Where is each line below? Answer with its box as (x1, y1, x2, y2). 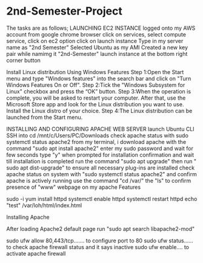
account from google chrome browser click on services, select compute (6, 30, 187, 38)
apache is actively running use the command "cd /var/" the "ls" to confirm (6, 177, 191, 184)
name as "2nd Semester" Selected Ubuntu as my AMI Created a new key (6, 44, 188, 51)
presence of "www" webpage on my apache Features (6, 183, 141, 191)
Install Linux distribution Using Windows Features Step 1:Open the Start (6, 68, 184, 75)
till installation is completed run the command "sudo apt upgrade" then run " (6, 157, 197, 165)
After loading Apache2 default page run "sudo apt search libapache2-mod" (6, 225, 195, 232)
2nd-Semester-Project (6, 4, 122, 18)
